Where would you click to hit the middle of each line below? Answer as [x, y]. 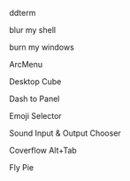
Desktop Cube [35, 82]
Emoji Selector [35, 116]
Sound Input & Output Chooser [65, 133]
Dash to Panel [34, 98]
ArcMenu [26, 64]
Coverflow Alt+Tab [43, 150]
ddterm [23, 13]
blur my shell [32, 30]
